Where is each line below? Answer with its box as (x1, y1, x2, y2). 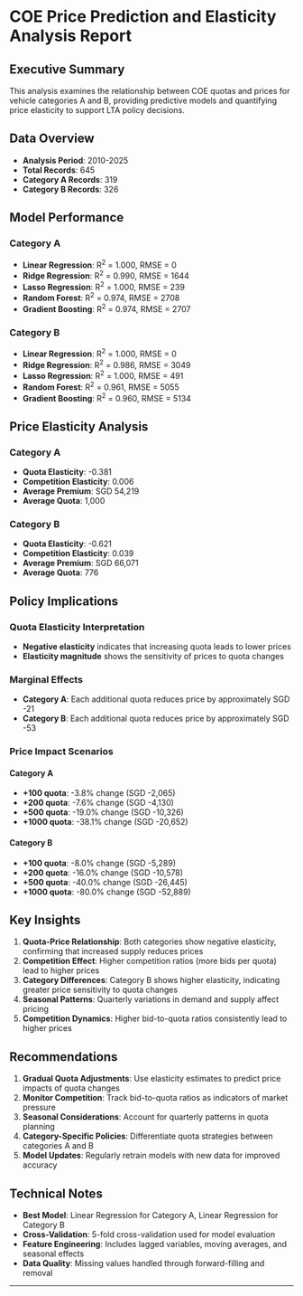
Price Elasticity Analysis (9, 419, 149, 434)
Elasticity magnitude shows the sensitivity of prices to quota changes (22, 651, 284, 662)
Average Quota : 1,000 (22, 496, 106, 506)
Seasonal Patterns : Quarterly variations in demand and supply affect (22, 994, 280, 1005)
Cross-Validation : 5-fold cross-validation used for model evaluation (22, 1229, 276, 1240)
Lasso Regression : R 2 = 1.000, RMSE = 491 (22, 369, 184, 382)
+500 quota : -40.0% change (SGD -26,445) (22, 876, 188, 887)
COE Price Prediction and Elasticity (9, 6, 277, 27)
